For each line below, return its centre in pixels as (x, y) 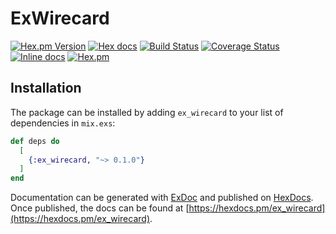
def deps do (35, 141)
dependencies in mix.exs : (63, 123)
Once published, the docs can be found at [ (100, 208)
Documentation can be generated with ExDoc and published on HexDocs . (162, 198)
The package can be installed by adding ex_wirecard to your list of (147, 112)
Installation (46, 88)
